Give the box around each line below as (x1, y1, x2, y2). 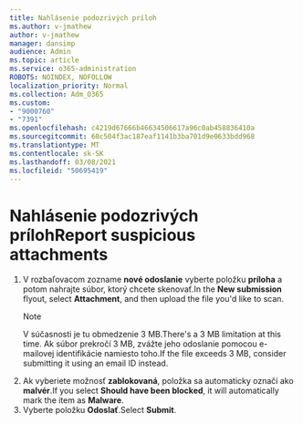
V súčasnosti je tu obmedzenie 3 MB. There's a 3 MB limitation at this (22, 329, 281, 340)
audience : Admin (9, 47, 71, 57)
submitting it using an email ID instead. (22, 357, 169, 369)
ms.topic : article (9, 56, 79, 65)
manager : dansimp (9, 38, 76, 48)
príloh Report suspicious (9, 224, 196, 245)
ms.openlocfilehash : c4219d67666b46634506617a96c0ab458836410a (9, 124, 256, 133)
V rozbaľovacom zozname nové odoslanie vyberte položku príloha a (22, 274, 283, 285)
